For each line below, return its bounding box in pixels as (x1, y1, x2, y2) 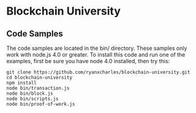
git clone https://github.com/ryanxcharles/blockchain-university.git (6, 69, 190, 75)
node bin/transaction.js (6, 85, 70, 91)
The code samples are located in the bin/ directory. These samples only (6, 44, 187, 52)
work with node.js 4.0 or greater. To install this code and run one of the (6, 51, 186, 58)
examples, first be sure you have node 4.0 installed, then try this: (6, 58, 170, 64)
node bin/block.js (6, 91, 53, 97)
